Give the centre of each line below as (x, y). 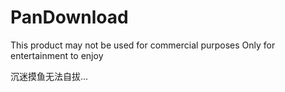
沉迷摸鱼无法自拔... (49, 76)
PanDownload (69, 17)
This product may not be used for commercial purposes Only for (143, 45)
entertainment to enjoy (57, 55)
